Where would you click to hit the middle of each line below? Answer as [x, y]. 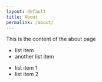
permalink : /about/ [30, 22]
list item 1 [26, 68]
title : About [22, 17]
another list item [34, 57]
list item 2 [27, 74]
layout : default [26, 11]
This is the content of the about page [51, 39]
